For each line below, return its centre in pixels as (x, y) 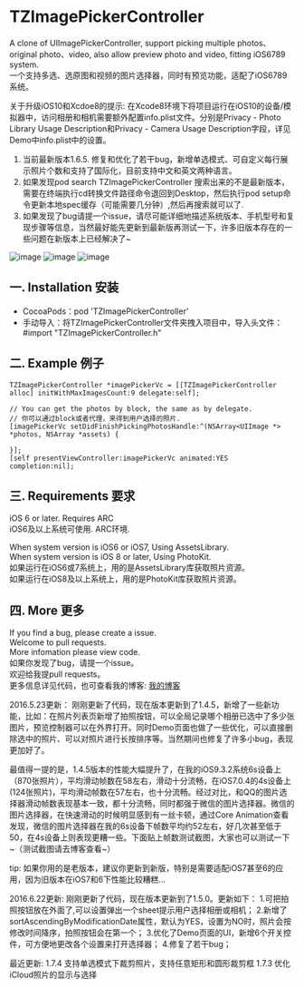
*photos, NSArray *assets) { (64, 434)
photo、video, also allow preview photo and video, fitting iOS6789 (163, 54)
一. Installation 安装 (64, 288)
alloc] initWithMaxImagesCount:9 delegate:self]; (105, 393)
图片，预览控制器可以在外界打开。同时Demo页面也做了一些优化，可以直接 (147, 728)
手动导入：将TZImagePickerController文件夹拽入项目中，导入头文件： (152, 322)
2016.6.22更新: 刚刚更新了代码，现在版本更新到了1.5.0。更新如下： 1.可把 (145, 899)
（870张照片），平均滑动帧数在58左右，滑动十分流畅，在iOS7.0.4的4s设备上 (151, 781)
